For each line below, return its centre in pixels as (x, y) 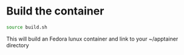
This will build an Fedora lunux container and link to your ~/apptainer (92, 39)
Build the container (55, 11)
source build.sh (27, 27)
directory (18, 45)
